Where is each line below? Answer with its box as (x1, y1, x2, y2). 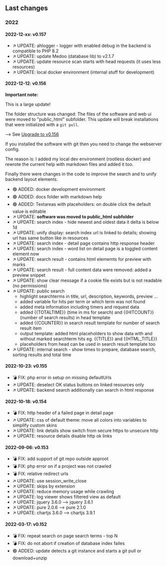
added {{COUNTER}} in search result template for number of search (19, 320, 160, 326)
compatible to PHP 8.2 (12, 47, 59, 54)
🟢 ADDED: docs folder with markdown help (12, 193, 102, 199)
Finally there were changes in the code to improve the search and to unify (5, 171, 157, 177)
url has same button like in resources (12, 235, 89, 241)
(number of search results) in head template (19, 314, 111, 320)
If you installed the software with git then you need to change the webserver (5, 141, 162, 147)
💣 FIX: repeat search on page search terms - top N (12, 533, 118, 539)
